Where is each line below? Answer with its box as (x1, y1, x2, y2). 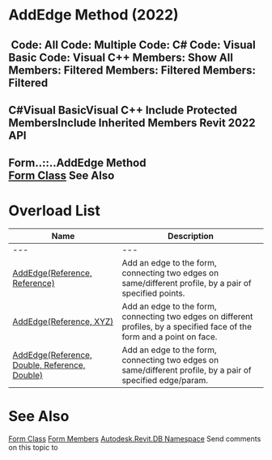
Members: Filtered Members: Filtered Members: (8, 63, 257, 77)
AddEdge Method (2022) (8, 6, 180, 24)
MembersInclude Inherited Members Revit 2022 (8, 116, 256, 130)
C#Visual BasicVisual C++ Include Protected (8, 103, 237, 117)
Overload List (8, 201, 101, 219)
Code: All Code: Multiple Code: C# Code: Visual (11, 38, 257, 52)
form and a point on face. (121, 331, 218, 343)
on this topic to (8, 443, 58, 453)
